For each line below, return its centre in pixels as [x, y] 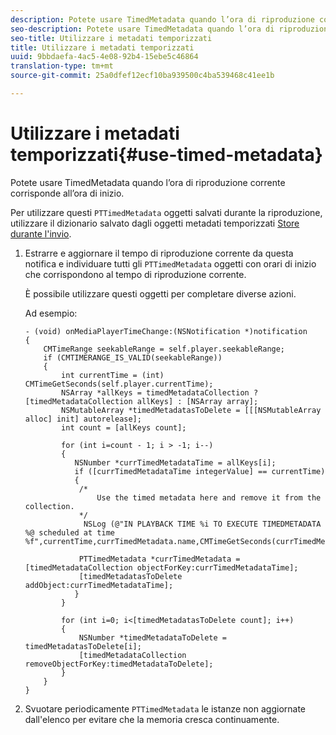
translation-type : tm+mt [62, 66]
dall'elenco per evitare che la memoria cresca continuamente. [152, 719]
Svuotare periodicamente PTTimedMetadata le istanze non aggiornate [165, 708]
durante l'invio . [41, 233]
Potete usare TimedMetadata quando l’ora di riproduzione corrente [148, 182]
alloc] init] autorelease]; [83, 419]
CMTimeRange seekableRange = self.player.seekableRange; [164, 349]
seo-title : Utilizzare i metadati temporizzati [111, 38]
